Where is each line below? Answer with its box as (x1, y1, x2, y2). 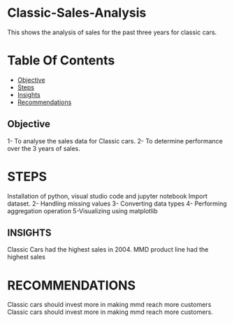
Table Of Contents (7, 52, 115, 69)
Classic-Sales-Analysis (7, 5, 147, 21)
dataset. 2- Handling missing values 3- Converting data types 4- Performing (7, 199, 227, 208)
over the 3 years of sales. (7, 144, 80, 152)
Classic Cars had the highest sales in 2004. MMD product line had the (7, 245, 209, 254)
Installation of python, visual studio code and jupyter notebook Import (7, 192, 208, 200)
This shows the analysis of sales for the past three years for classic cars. (7, 28, 217, 36)
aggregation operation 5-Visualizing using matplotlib (7, 206, 159, 215)
